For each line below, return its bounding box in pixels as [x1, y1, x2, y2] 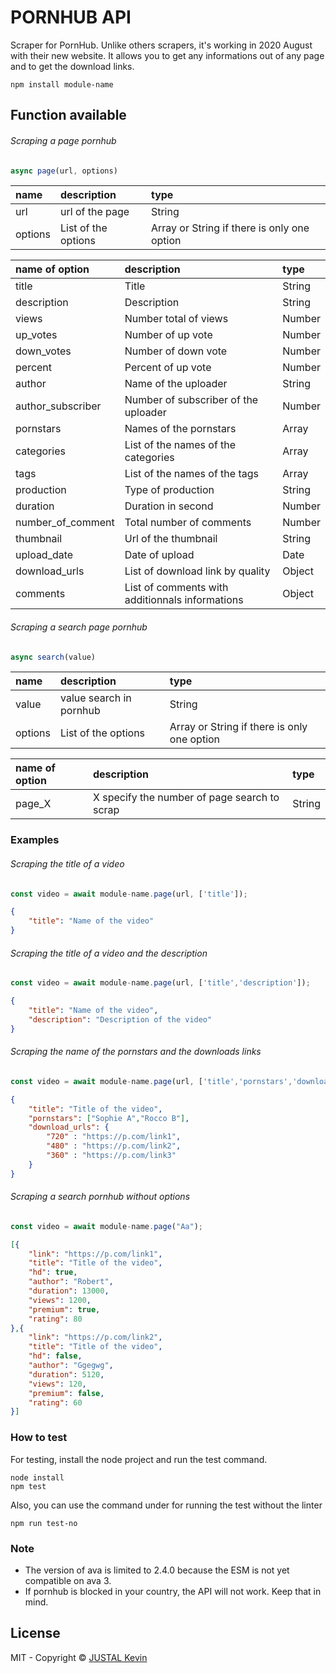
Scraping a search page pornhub [10, 621, 148, 633]
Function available [10, 107, 127, 124]
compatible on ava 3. [24, 1574, 112, 1586]
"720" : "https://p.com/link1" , [46, 1132, 182, 1142]
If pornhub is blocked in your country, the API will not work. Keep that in [24, 1585, 322, 1597]
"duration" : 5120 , [28, 1369, 105, 1380]
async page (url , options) [10, 166, 118, 176]
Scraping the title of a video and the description [10, 947, 208, 959]
